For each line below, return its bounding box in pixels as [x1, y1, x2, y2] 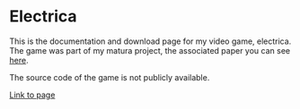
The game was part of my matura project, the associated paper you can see [9, 45, 290, 55]
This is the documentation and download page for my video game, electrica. [9, 36, 292, 46]
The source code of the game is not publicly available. [9, 71, 210, 82]
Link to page [9, 89, 56, 100]
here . [9, 54, 29, 65]
